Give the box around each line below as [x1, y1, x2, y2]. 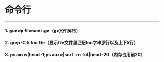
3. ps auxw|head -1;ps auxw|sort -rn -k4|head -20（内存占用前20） [5, 51, 145, 57]
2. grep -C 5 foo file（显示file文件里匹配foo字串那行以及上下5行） [5, 40, 138, 46]
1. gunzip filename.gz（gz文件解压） [5, 28, 81, 33]
